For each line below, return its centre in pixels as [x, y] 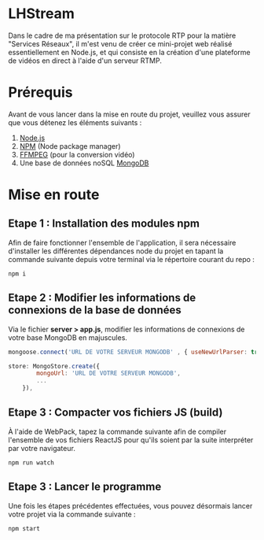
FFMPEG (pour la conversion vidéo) [77, 154]
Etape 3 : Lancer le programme [85, 487]
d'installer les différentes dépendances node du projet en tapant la [116, 251]
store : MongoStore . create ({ [54, 366]
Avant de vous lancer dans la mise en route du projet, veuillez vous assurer [130, 114]
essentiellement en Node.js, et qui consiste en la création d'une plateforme [129, 52]
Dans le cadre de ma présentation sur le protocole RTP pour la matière [122, 35]
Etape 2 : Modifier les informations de [102, 298]
